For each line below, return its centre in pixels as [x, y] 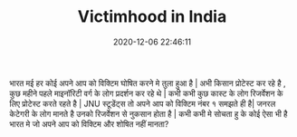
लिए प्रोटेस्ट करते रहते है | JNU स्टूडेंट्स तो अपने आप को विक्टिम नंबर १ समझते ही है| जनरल [143, 103]
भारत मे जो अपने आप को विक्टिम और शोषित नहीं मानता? [89, 123]
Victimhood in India [152, 17]
